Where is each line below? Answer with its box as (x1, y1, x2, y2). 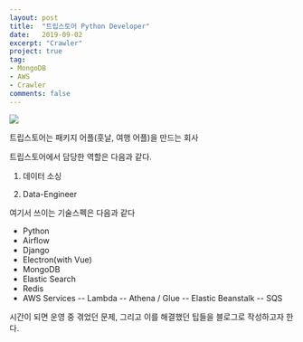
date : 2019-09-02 (9, 30, 83, 39)
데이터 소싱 (22, 170, 62, 181)
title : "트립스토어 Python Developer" (9, 22, 151, 31)
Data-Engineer (22, 188, 78, 199)
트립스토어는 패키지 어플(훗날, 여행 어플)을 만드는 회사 (9, 132, 199, 143)
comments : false (9, 89, 71, 98)
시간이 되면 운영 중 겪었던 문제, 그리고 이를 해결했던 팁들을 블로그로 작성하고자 (9, 311, 285, 322)
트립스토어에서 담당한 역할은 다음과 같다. (9, 151, 152, 162)
